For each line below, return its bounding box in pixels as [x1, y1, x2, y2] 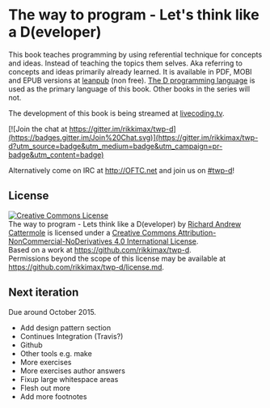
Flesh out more [19, 383, 71, 393]
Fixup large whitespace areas [19, 374, 119, 384]
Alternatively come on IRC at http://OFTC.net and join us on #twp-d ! [8, 165, 235, 175]
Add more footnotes [19, 391, 87, 402]
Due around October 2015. [8, 307, 97, 317]
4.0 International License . [114, 236, 199, 246]
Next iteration [8, 286, 79, 300]
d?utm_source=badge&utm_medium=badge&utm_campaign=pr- [8, 141, 223, 151]
